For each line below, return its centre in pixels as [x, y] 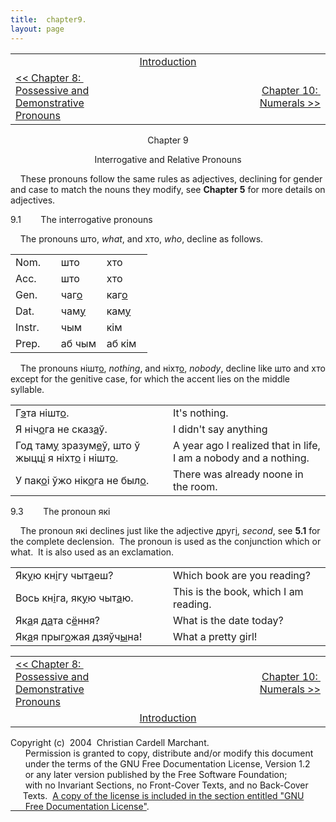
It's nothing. [201, 413]
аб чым [78, 343]
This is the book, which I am [238, 591]
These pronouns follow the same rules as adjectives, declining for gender [171, 178]
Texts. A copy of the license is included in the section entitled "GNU [163, 795]
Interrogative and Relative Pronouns [168, 159]
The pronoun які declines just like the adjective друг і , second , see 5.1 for [170, 530]
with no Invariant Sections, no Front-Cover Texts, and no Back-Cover [166, 785]
